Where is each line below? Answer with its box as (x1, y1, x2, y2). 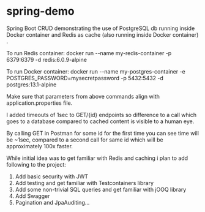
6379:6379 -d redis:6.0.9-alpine (6, 56, 88, 63)
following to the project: (6, 161, 66, 168)
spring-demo (6, 4, 75, 18)
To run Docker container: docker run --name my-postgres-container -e (6, 67, 185, 75)
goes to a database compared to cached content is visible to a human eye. (6, 118, 195, 125)
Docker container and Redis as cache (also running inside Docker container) (6, 31, 199, 38)
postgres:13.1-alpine (6, 81, 57, 88)
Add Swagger (15, 192, 50, 200)
